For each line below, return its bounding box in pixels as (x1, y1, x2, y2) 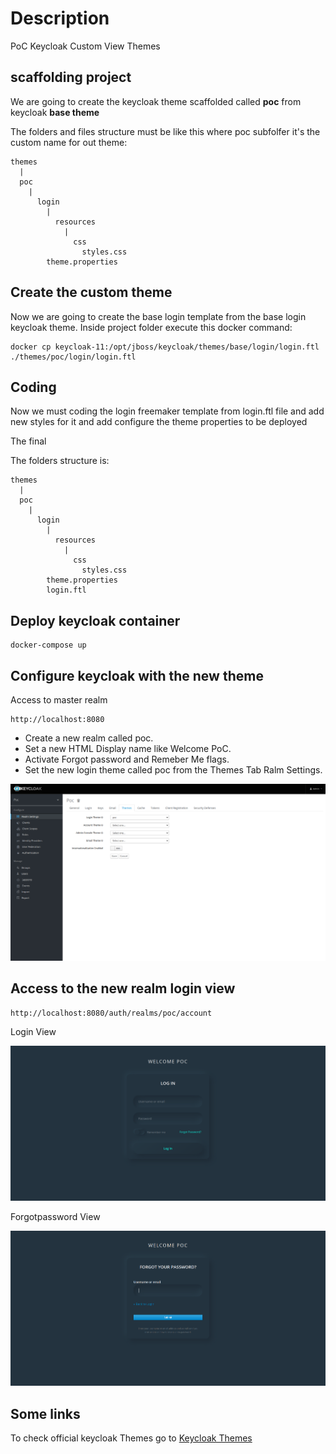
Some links (10, 1405, 81, 1422)
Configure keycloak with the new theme (10, 667, 264, 684)
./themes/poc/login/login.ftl (10, 352, 137, 362)
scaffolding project (10, 69, 132, 86)
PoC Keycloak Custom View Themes (10, 40, 161, 52)
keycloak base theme (10, 106, 100, 118)
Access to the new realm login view (10, 980, 236, 997)
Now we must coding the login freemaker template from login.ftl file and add (10, 405, 325, 417)
